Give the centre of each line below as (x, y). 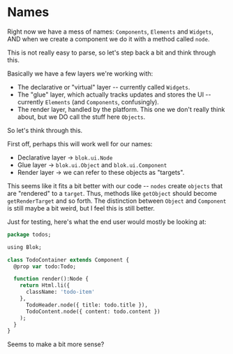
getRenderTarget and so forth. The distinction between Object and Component (117, 201)
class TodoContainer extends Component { (68, 260)
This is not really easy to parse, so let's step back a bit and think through (112, 52)
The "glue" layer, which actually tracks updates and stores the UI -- (114, 94)
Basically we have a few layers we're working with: (80, 73)
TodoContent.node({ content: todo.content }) (93, 311)
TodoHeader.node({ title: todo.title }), (87, 305)
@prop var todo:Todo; (45, 267)
